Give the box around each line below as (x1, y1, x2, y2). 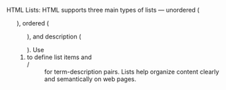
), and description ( (26, 32, 82, 41)
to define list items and (26, 53, 93, 61)
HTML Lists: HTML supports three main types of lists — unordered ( (6, 6, 200, 14)
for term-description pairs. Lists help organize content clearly (44, 68, 219, 76)
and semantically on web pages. (44, 75, 137, 83)
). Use (26, 46, 44, 54)
